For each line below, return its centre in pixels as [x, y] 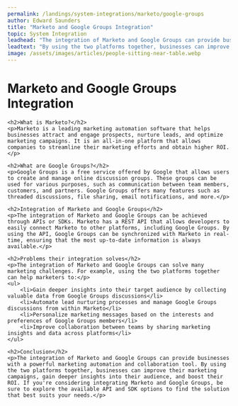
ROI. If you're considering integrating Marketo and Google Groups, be [115, 383]
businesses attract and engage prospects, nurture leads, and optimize [115, 135]
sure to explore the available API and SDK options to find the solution [119, 389]
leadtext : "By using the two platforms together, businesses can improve [119, 47]
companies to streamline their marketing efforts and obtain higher [110, 147]
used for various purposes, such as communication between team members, [119, 184]
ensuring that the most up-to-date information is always [113, 240]
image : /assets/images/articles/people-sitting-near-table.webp [104, 54]
